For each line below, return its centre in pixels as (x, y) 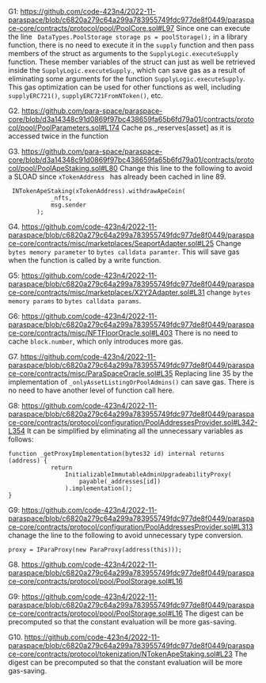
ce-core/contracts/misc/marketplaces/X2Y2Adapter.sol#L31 (106, 292)
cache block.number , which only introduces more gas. (96, 341)
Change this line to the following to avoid (186, 168)
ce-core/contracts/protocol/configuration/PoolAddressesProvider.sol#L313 (131, 527)
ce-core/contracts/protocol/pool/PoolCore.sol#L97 (91, 28)
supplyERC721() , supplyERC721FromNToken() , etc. (86, 95)
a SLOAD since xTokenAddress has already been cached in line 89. (117, 176)
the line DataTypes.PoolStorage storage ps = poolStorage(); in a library (128, 36)
